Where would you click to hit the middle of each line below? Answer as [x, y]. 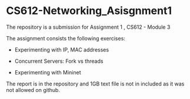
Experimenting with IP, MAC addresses [62, 49]
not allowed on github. [33, 90]
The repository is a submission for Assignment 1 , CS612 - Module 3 [88, 27]
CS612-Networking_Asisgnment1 [89, 11]
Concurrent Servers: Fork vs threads [59, 61]
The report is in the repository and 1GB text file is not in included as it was [95, 84]
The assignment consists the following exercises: [66, 38]
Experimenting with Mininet [48, 72]
